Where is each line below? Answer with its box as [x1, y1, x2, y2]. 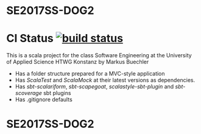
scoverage [15, 90, 43, 97]
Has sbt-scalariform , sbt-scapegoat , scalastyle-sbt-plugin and [15, 83, 174, 90]
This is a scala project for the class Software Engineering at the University [6, 52, 192, 59]
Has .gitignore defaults [15, 96, 73, 104]
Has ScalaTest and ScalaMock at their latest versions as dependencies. [15, 77, 196, 84]
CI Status [6, 32, 54, 46]
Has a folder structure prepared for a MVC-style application [15, 70, 166, 77]
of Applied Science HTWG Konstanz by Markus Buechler [6, 58, 149, 66]
